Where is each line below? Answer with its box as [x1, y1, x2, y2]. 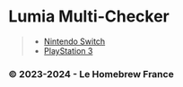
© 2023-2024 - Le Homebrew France [8, 67, 174, 80]
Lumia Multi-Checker [8, 6, 170, 27]
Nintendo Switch [43, 36, 106, 47]
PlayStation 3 [43, 45, 93, 56]
